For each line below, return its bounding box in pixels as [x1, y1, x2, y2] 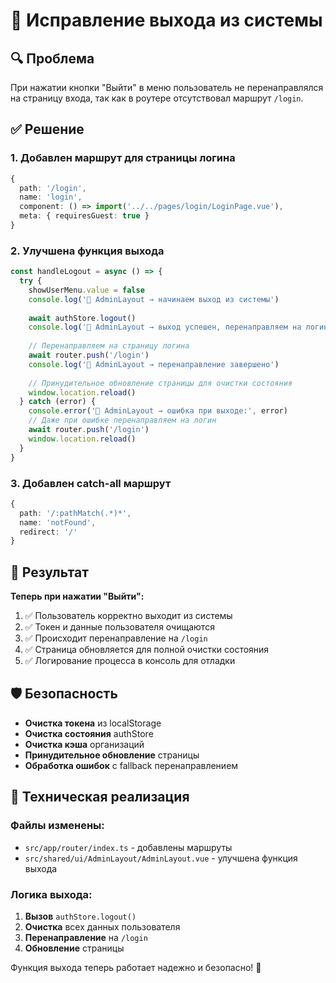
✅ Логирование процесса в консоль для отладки [24, 655, 236, 667]
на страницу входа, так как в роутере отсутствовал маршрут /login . [10, 92, 304, 104]
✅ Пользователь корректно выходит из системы [24, 610, 233, 622]
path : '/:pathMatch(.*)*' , [19, 508, 132, 518]
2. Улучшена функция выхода [10, 244, 165, 258]
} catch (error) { [19, 397, 97, 407]
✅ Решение [10, 121, 85, 138]
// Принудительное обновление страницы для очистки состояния [28, 378, 293, 388]
